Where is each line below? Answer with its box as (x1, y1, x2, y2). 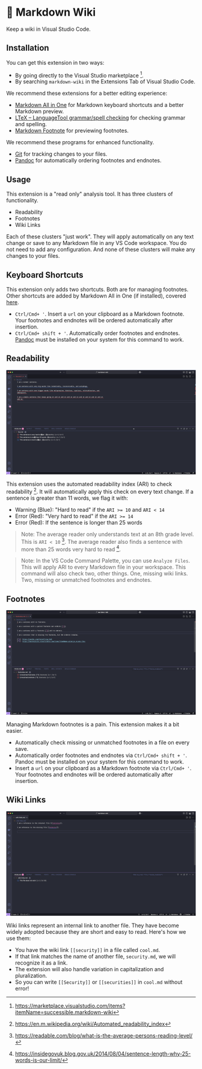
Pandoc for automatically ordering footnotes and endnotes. (14, 157, 162, 164)
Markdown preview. (14, 108, 64, 115)
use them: (6, 934, 31, 942)
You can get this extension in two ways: (6, 59, 105, 66)
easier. (6, 727, 23, 735)
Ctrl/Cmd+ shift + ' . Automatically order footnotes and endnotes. (14, 330, 180, 337)
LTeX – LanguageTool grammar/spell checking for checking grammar (14, 114, 186, 121)
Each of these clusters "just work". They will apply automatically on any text (6, 233, 194, 240)
